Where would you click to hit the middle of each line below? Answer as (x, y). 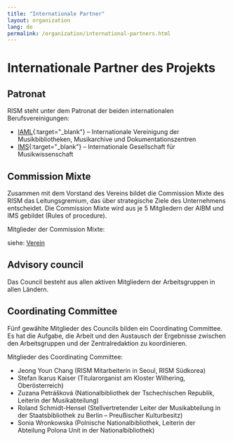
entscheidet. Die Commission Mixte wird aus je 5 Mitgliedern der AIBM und (116, 209)
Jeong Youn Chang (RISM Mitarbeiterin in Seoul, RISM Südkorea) (111, 370)
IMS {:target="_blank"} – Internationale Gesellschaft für (96, 147)
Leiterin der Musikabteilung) (58, 400)
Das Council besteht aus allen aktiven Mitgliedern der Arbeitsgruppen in (111, 282)
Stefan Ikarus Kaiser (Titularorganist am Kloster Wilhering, (101, 378)
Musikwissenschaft (45, 154)
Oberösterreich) (41, 385)
